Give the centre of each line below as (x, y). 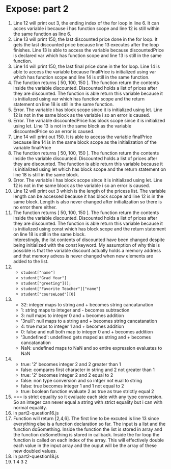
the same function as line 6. (42, 34)
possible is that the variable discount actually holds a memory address (87, 250)
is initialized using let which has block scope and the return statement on (90, 169)
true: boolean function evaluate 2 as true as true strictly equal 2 (87, 391)
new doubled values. (35, 451)
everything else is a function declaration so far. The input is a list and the (89, 424)
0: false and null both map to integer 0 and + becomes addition (87, 331)
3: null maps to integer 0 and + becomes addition (72, 315)
